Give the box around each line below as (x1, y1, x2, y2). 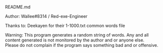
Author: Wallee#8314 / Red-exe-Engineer (5, 13, 88, 19)
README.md (5, 4, 31, 10)
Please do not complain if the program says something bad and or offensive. (5, 42, 159, 48)
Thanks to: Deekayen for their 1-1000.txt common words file (5, 23, 126, 28)
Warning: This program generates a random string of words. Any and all (5, 32, 149, 38)
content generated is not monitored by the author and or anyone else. (5, 37, 145, 43)
